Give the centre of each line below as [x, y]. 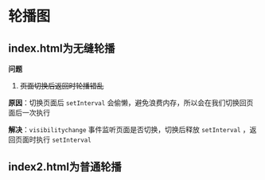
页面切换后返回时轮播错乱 [62, 86]
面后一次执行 [29, 113]
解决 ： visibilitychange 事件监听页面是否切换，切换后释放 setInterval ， [129, 129]
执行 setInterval [63, 139]
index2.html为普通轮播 [65, 167]
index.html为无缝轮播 [62, 48]
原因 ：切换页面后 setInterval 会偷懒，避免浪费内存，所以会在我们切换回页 [131, 103]
